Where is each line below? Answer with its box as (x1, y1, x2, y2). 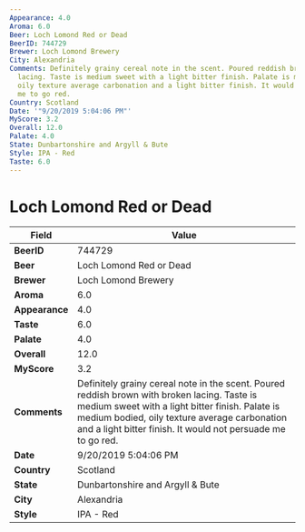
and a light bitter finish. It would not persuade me (76, 423, 286, 436)
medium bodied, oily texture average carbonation (76, 411, 288, 424)
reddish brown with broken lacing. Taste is (76, 388, 258, 401)
